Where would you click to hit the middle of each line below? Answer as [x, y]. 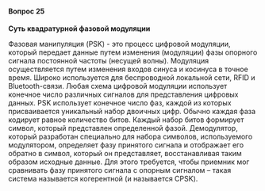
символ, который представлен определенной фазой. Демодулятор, [123, 128]
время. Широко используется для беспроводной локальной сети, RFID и [132, 78]
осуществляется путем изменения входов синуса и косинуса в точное [128, 69]
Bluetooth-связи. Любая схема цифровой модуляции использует [118, 86]
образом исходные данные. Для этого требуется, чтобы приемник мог [129, 162]
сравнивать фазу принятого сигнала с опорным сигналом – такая [120, 170]
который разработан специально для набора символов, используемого [131, 137]
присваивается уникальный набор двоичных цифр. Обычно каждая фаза [132, 112]
